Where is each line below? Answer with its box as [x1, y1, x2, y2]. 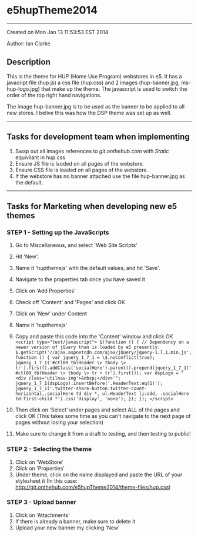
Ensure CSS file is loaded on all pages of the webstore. [15, 166, 149, 173]
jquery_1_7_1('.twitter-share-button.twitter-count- [15, 386, 147, 392]
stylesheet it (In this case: [15, 477, 78, 484]
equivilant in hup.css [15, 154, 66, 161]
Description [6, 57, 51, 67]
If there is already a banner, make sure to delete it [15, 518, 136, 525]
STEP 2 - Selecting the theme [6, 445, 92, 453]
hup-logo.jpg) [6, 85, 41, 92]
